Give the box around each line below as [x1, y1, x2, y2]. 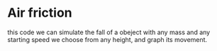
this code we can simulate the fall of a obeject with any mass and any [7, 28, 211, 36]
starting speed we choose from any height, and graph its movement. [7, 35, 208, 43]
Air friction [7, 5, 72, 21]
